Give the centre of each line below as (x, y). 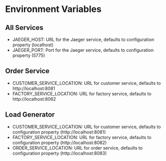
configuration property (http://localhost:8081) (59, 132)
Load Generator (30, 115)
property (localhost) (33, 45)
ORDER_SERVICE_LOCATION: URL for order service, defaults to (78, 148)
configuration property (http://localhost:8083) (60, 153)
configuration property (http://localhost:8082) (60, 143)
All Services (24, 28)
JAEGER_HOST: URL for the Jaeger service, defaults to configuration (83, 39)
